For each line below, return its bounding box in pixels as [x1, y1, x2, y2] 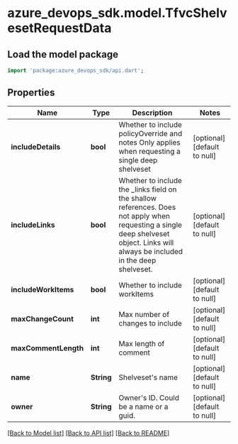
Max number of [118, 309, 170, 319]
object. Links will [118, 238, 174, 248]
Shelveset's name [118, 372, 178, 382]
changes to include [118, 318, 183, 328]
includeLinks [11, 220, 55, 230]
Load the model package [7, 48, 119, 60]
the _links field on [118, 184, 177, 194]
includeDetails [11, 142, 61, 152]
